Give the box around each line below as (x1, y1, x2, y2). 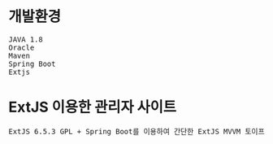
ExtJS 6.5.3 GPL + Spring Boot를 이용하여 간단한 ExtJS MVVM (8, 127, 241, 136)
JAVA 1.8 (8, 34, 43, 44)
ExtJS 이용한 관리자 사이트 (8, 98, 177, 116)
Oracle (8, 42, 35, 52)
